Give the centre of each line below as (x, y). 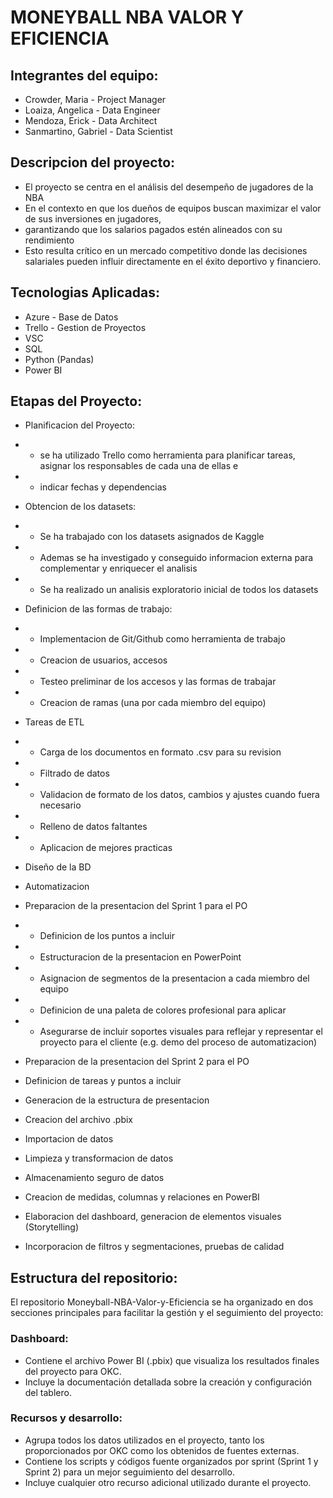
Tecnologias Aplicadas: (85, 292)
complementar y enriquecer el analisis (118, 568)
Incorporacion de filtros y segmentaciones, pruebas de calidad (154, 1247)
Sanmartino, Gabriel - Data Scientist (98, 131)
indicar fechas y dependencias (103, 487)
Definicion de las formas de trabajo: (98, 609)
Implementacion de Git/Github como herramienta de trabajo (162, 639)
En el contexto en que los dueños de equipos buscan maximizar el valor (173, 208)
